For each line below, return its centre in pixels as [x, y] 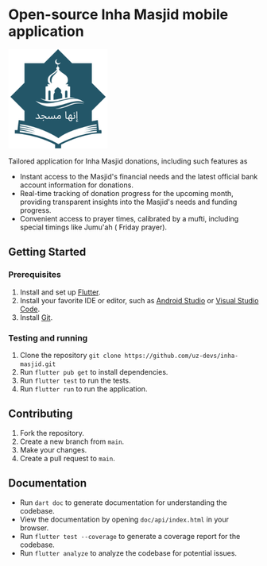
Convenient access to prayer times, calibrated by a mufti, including [129, 218]
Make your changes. [53, 449]
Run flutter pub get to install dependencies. [94, 372]
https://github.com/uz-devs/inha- [181, 356]
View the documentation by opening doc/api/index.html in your [124, 519]
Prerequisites [35, 275]
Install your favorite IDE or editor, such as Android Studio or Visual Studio [139, 300]
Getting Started [47, 252]
